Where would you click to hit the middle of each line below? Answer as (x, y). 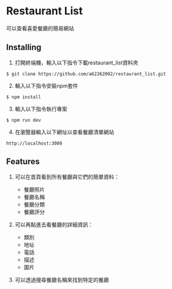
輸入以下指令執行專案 (41, 109)
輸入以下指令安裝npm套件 (46, 85)
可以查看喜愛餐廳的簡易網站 (40, 28)
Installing (24, 47)
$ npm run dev (24, 120)
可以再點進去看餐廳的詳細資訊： (54, 225)
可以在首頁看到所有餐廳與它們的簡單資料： (67, 177)
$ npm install (24, 97)
